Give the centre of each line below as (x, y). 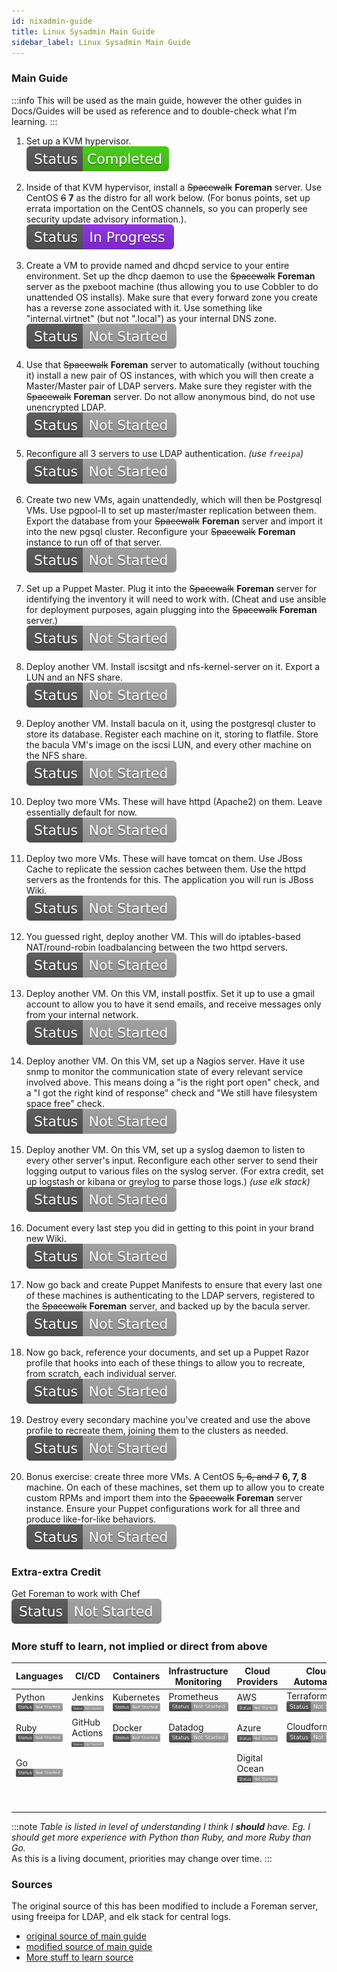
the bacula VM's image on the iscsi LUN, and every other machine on (168, 744)
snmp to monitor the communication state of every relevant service (164, 1071)
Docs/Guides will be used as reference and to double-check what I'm (154, 111)
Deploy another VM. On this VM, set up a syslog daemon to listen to (165, 1149)
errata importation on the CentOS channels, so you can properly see (166, 208)
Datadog (186, 1727)
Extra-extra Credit (56, 1572)
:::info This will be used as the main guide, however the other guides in (157, 100)
